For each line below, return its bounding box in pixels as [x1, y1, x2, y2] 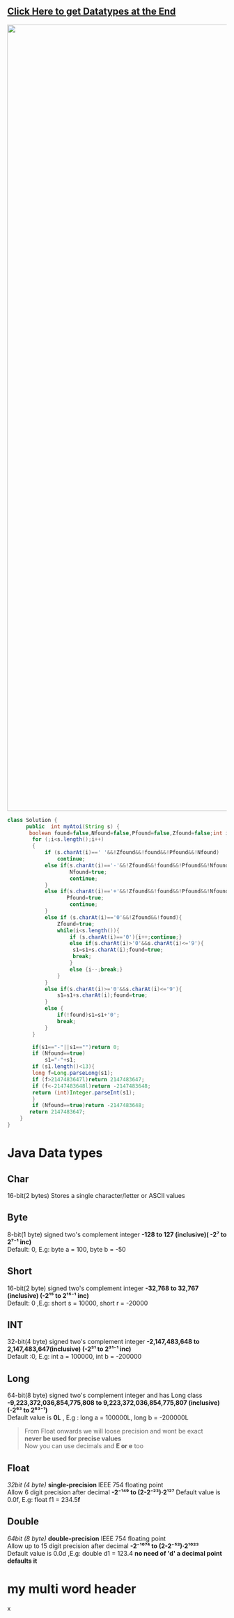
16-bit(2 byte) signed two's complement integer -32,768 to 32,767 [7, 1284, 199, 1292]
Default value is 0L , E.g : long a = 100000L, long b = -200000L [7, 1413, 189, 1422]
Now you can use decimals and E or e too [24, 1442, 144, 1450]
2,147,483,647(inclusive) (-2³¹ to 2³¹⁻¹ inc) [7, 1345, 132, 1353]
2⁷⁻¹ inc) [7, 1237, 32, 1246]
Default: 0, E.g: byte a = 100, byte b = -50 [7, 1245, 127, 1253]
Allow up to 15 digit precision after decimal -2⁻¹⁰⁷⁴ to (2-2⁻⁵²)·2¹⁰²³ [7, 1541, 199, 1550]
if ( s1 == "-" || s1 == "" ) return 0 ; [32, 1043, 120, 1050]
